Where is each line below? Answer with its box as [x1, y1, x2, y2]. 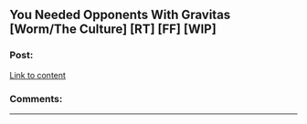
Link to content [9, 69, 67, 80]
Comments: [9, 92, 63, 105]
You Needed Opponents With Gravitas [9, 7, 231, 23]
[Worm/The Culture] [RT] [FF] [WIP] [9, 22, 217, 37]
